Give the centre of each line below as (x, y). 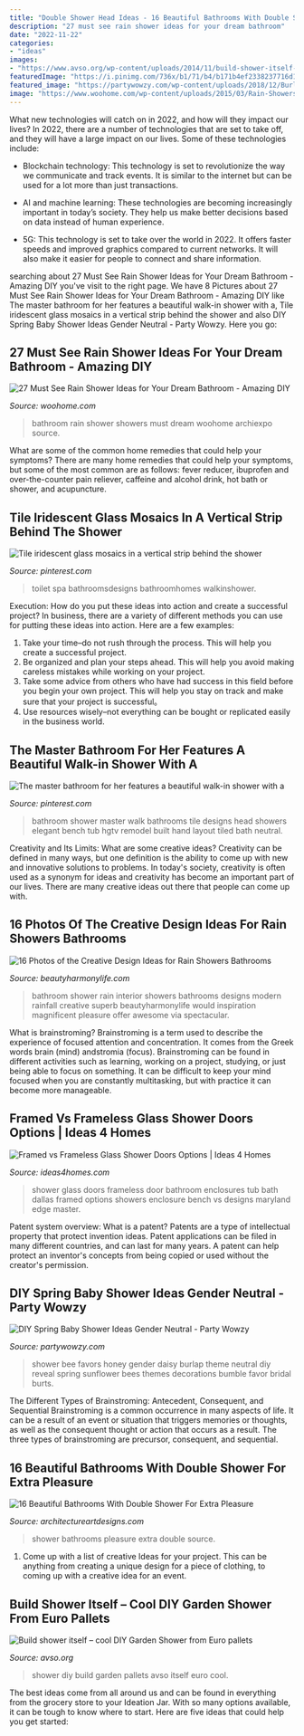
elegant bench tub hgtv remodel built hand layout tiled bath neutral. (157, 830)
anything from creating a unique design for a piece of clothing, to (144, 1566)
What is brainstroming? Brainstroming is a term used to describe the (136, 1032)
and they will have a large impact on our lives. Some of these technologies (148, 138)
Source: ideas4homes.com (60, 1172)
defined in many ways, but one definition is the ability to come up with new (149, 857)
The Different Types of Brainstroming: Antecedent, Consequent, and (137, 1401)
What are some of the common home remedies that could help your (136, 451)
